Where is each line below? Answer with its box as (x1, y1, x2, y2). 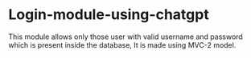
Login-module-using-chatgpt (8, 6, 209, 24)
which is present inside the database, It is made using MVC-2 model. (8, 40, 237, 49)
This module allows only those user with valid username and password (8, 32, 243, 41)
